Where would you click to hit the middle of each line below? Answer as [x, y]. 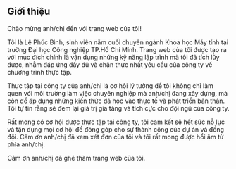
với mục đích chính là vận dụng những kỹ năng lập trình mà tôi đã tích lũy [113, 57]
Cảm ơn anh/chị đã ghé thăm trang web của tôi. [76, 158]
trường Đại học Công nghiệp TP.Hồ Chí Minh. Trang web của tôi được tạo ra [117, 49]
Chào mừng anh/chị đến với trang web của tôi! [75, 28]
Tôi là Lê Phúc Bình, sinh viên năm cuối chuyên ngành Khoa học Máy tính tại [118, 42]
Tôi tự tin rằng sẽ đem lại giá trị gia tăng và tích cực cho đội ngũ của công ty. [118, 108]
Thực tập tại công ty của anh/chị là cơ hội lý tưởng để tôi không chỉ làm [110, 86]
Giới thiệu [29, 12]
